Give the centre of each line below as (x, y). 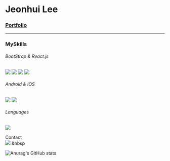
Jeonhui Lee (32, 9)
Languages (17, 112)
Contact (13, 137)
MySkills (16, 44)
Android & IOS (20, 84)
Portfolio (16, 25)
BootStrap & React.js (27, 56)
